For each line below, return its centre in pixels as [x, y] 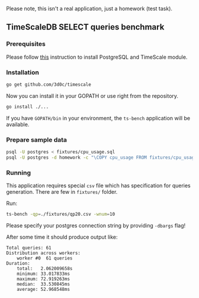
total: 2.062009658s [45, 268]
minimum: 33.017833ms [43, 274]
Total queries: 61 [29, 248]
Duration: [18, 263]
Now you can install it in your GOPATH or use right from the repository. [92, 96]
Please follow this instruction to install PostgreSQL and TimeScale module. [97, 57]
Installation [23, 72]
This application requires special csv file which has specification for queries [98, 185]
